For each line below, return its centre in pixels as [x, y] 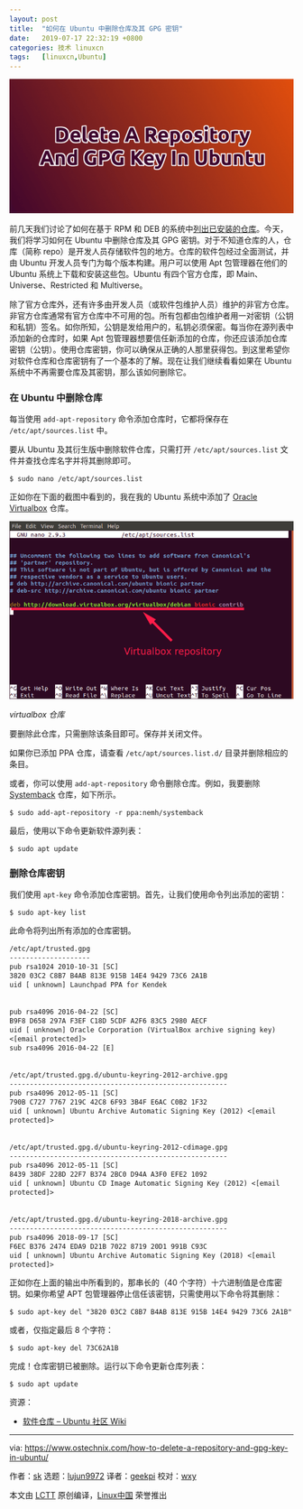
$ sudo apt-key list [48, 913]
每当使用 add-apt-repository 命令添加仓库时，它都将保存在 [119, 419]
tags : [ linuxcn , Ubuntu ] [58, 57]
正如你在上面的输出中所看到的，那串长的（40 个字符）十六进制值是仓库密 [146, 1282]
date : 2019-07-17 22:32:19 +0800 [76, 38]
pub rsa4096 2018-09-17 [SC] [64, 1238]
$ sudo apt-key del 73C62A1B [64, 1348]
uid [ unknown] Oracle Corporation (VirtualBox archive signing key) [143, 1030]
